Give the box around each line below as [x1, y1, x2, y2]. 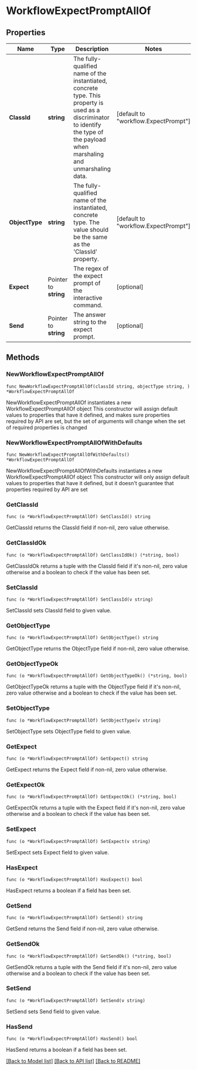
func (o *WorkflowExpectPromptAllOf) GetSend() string [6, 915, 143, 921]
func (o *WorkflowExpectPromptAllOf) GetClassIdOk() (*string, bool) [6, 552, 180, 558]
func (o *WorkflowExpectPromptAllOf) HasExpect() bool [6, 876, 143, 882]
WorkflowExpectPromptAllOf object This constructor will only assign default [6, 473, 189, 480]
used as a [73, 106, 100, 114]
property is [73, 99, 104, 107]
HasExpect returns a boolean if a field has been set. [6, 887, 131, 894]
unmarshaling [73, 165, 111, 172]
